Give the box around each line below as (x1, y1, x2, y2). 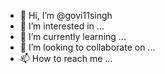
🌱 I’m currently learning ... (19, 31, 127, 42)
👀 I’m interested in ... (19, 20, 105, 32)
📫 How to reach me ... (19, 53, 113, 64)
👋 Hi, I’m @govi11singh (19, 10, 113, 21)
